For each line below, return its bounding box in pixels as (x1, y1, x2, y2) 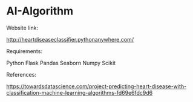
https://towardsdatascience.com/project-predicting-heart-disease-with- (6, 83, 187, 90)
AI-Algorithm (6, 4, 74, 18)
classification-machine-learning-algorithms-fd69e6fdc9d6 (6, 89, 153, 96)
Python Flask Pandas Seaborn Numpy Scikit (6, 59, 116, 66)
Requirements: (6, 47, 42, 55)
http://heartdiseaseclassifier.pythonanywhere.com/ (6, 36, 134, 43)
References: (6, 71, 36, 78)
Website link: (6, 24, 38, 31)
